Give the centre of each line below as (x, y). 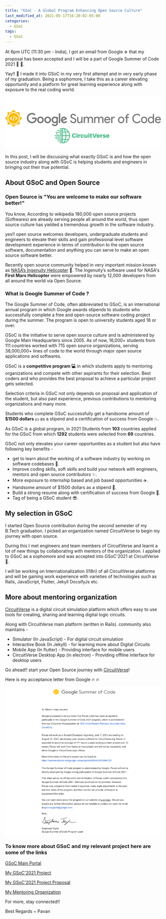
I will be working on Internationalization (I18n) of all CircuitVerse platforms (80, 571)
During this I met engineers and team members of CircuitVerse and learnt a (82, 546)
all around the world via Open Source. (44, 281)
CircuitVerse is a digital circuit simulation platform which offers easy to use (81, 609)
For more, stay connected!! (33, 902)
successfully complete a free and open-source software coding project (78, 315)
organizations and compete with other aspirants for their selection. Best (78, 373)
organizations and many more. (36, 404)
